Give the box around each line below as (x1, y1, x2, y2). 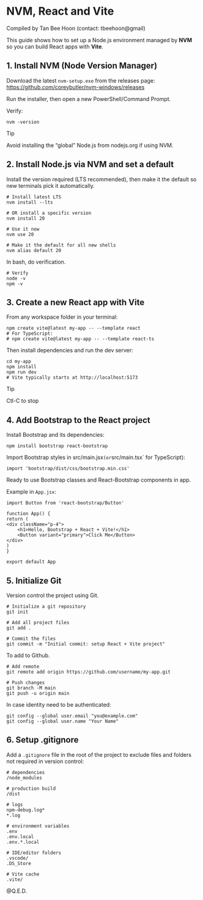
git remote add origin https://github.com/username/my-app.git (6, 669, 171, 675)
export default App (6, 559, 56, 565)
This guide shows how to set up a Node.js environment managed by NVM (6, 36, 193, 43)
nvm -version (6, 119, 40, 125)
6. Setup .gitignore (6, 735, 79, 745)
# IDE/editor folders (6, 849, 62, 856)
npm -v (6, 280, 23, 287)
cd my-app (6, 359, 32, 365)
